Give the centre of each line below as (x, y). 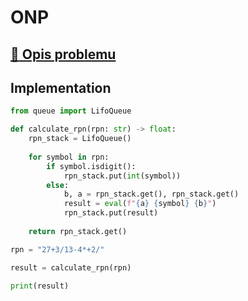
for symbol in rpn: (69, 157)
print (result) (40, 286)
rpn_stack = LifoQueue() (80, 139)
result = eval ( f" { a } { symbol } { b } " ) (140, 204)
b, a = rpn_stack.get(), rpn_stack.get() (151, 194)
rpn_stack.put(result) (111, 213)
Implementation (61, 87)
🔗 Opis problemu (63, 54)
